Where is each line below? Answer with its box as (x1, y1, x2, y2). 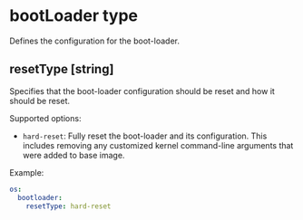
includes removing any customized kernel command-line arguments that (22, 139, 294, 150)
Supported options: (9, 112, 82, 123)
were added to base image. (22, 149, 125, 160)
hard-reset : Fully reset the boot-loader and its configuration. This (22, 130, 268, 141)
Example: (9, 167, 44, 177)
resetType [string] (9, 62, 114, 77)
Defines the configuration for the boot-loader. (9, 35, 180, 46)
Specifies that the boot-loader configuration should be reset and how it (9, 85, 275, 96)
